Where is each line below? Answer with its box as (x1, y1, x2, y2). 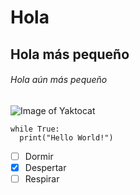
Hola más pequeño (10, 46, 130, 63)
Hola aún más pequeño (10, 74, 108, 86)
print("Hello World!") (19, 132, 114, 143)
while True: (10, 124, 60, 134)
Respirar (24, 172, 60, 185)
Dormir (24, 150, 54, 162)
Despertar (24, 161, 67, 173)
